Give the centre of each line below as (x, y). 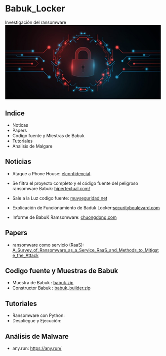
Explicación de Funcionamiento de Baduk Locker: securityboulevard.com (86, 207)
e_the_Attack (25, 255)
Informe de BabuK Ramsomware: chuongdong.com (64, 217)
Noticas (20, 125)
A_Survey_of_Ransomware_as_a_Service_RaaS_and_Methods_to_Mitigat (85, 250)
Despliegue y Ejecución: (37, 321)
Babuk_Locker (35, 9)
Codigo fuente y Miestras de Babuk (48, 135)
